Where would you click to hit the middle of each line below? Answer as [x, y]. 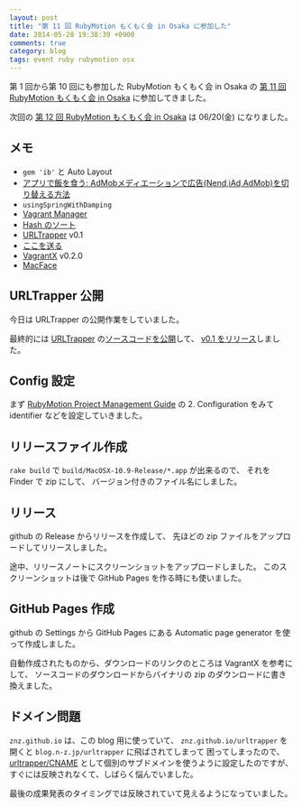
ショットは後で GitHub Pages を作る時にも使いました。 [143, 578]
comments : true [38, 43]
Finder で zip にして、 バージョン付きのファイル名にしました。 [125, 482]
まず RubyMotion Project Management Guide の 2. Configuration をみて [142, 404]
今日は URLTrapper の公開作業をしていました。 [97, 319]
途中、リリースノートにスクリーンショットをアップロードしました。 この [144, 567]
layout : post [34, 18]
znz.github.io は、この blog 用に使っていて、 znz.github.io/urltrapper [143, 740]
